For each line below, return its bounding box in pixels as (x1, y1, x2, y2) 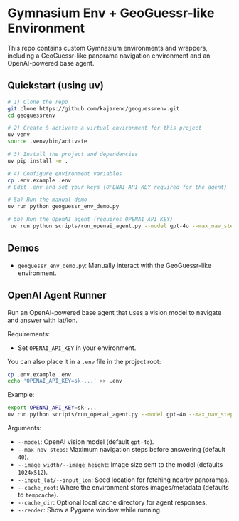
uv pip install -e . (7, 157, 69, 165)
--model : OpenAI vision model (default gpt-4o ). (17, 438, 154, 446)
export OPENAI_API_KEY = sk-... (7, 404, 97, 411)
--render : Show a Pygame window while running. (17, 506, 162, 514)
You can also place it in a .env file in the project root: (7, 357, 161, 366)
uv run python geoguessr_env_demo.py (7, 203, 119, 210)
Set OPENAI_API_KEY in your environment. (17, 344, 137, 352)
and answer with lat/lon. (7, 316, 78, 324)
